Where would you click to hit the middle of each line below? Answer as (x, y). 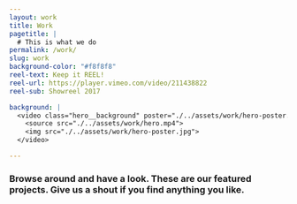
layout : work (33, 17)
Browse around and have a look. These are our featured (130, 178)
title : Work (31, 26)
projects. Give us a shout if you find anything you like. (127, 189)
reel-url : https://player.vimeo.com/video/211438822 (108, 83)
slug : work (29, 58)
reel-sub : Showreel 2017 (55, 91)
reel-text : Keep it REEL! (57, 75)
